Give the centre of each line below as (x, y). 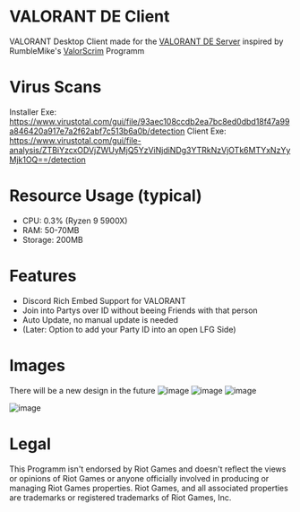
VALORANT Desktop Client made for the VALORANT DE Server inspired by (146, 41)
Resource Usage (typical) (106, 196)
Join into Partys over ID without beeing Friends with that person (140, 310)
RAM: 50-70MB (51, 230)
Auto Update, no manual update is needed (100, 319)
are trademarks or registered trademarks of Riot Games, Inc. (120, 497)
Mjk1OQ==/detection (48, 160)
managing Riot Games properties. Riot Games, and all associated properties (149, 488)
